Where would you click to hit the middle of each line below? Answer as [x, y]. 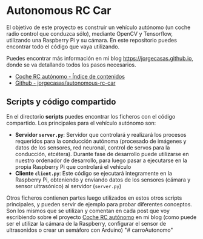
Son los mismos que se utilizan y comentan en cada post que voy [88, 211]
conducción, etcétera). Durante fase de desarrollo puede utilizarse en [102, 154]
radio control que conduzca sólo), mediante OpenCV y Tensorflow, [90, 33]
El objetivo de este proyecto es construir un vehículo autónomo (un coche [98, 27]
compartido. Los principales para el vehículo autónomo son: [81, 123]
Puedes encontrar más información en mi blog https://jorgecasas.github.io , [100, 58]
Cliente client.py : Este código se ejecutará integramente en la [94, 173]
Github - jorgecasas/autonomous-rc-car [65, 83]
